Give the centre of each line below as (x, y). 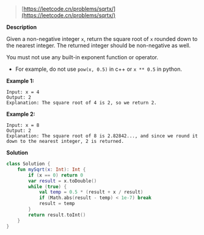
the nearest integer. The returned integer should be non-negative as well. (99, 45)
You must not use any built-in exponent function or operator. (82, 57)
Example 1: (20, 81)
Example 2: (21, 114)
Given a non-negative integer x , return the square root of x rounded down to (102, 39)
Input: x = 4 (23, 92)
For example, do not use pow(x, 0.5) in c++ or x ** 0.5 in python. (98, 69)
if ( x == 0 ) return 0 (56, 175)
